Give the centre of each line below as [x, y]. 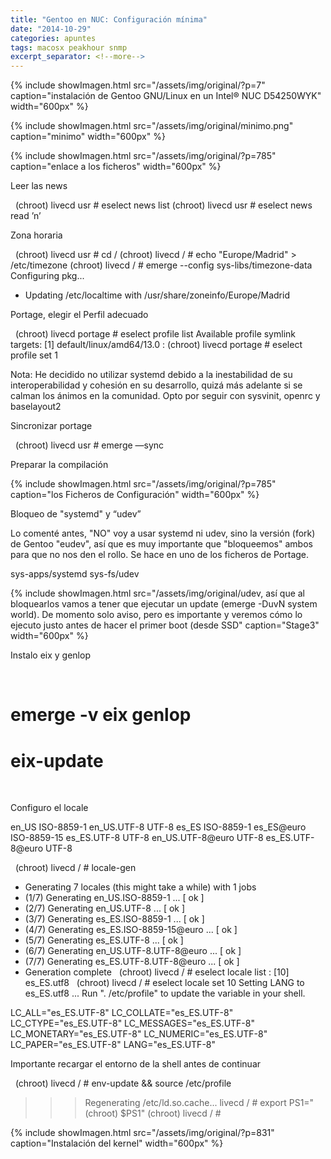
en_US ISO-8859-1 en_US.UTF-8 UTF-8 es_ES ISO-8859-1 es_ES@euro [158, 827]
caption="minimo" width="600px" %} [88, 137]
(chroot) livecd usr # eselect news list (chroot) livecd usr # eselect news [163, 205]
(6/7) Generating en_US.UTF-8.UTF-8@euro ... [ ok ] [133, 951]
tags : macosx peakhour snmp [69, 47]
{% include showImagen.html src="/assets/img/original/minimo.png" [152, 126]
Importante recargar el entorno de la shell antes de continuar [136, 1064]
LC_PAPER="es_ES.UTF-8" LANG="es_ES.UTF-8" [113, 1045]
